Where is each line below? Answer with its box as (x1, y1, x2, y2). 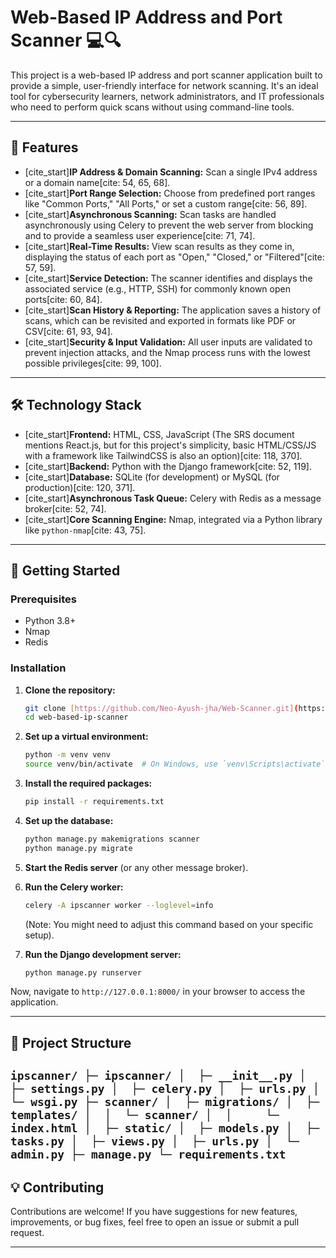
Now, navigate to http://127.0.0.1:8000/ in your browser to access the (10, 986, 306, 998)
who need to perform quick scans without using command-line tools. (10, 101, 295, 113)
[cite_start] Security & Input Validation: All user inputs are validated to (24, 336, 313, 348)
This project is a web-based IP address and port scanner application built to (10, 69, 323, 81)
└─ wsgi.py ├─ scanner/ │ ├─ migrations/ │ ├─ (10, 1095, 320, 1110)
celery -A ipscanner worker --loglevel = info (24, 900, 214, 910)
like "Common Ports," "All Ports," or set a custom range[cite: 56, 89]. (24, 197, 308, 210)
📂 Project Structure (10, 1034, 132, 1051)
